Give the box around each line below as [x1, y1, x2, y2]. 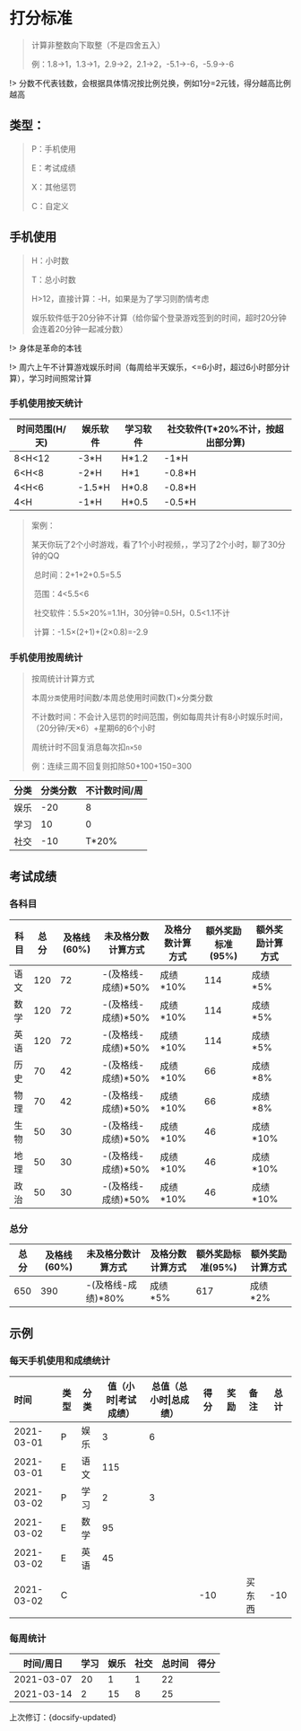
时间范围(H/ [16, 423, 67, 435]
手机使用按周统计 [9, 651, 83, 663]
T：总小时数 [30, 274, 76, 285]
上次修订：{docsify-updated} [9, 1712, 117, 1723]
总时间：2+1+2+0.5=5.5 [33, 569, 122, 580]
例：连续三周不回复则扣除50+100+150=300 [30, 760, 193, 772]
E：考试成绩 [30, 163, 76, 173]
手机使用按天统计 [9, 397, 83, 409]
